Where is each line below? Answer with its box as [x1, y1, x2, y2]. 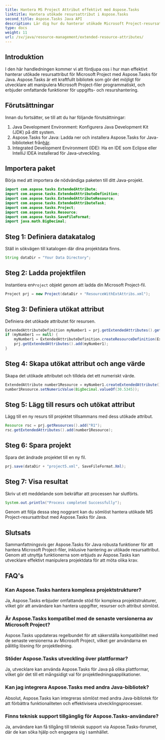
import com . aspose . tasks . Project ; [5, 205, 76, 210]
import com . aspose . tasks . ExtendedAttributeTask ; [5, 201, 107, 205]
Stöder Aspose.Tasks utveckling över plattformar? [5, 655, 128, 662]
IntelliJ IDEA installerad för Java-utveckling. [12, 150, 101, 156]
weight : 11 [5, 30, 27, 35]
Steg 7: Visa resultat [5, 477, 68, 486]
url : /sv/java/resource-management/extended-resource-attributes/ [5, 35, 144, 40]
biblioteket [12, 139, 34, 145]
